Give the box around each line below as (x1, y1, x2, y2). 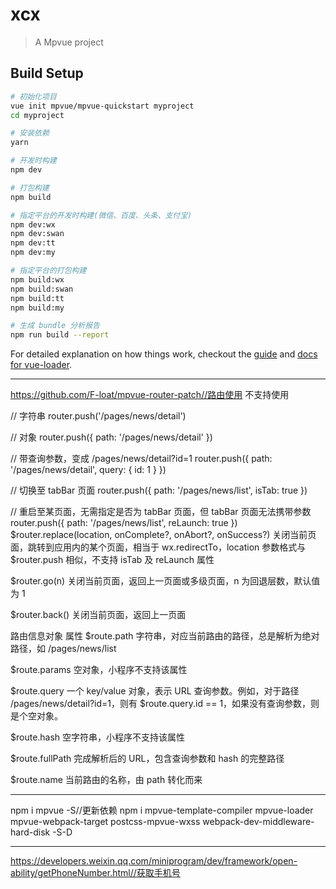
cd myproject (10, 110, 65, 120)
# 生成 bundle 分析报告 (10, 321, 100, 331)
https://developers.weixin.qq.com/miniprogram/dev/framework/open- (10, 855, 298, 867)
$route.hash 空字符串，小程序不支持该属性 (10, 731, 186, 743)
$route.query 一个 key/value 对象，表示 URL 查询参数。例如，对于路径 (10, 685, 300, 697)
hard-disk (10, 826, 51, 838)
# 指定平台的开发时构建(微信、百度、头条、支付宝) (10, 210, 193, 220)
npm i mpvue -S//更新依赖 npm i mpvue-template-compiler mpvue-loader (10, 804, 314, 817)
